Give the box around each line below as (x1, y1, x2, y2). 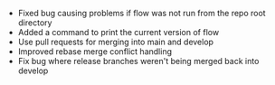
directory (17, 17, 52, 28)
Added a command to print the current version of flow (17, 27, 220, 37)
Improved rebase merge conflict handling (17, 46, 172, 57)
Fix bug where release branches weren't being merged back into (17, 56, 260, 66)
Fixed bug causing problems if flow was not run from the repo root (17, 8, 266, 18)
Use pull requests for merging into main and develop (17, 36, 214, 47)
